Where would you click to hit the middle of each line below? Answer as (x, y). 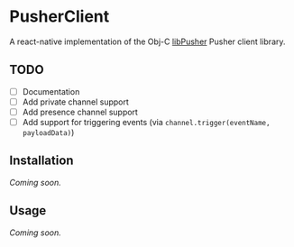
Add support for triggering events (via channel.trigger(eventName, (146, 122)
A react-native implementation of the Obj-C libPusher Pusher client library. (147, 41)
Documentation (51, 91)
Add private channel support (75, 102)
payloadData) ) (48, 132)
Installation (41, 161)
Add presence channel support (80, 112)
